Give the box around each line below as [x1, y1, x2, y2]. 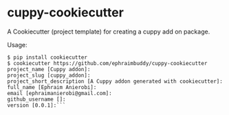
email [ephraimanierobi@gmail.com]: [7, 90, 112, 97]
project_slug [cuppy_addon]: [7, 72, 91, 79]
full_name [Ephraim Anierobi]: [7, 84, 97, 90]
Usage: [7, 40, 28, 49]
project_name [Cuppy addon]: [7, 66, 91, 73]
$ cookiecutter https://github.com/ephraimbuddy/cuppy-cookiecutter [7, 60, 208, 66]
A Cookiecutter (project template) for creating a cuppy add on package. [7, 27, 210, 36]
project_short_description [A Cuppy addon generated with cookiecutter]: [7, 77, 223, 85]
